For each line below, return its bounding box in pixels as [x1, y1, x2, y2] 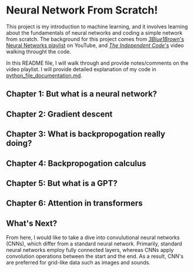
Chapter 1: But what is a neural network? [6, 89, 158, 99]
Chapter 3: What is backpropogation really [6, 129, 166, 139]
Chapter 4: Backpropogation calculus [6, 158, 146, 168]
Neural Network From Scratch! [6, 4, 158, 17]
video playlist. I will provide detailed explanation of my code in [6, 65, 157, 72]
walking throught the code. [6, 48, 72, 55]
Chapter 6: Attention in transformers [6, 198, 143, 208]
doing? [6, 138, 32, 148]
